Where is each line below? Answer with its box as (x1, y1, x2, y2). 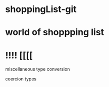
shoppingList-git (5, 4, 77, 15)
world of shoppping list (5, 27, 104, 38)
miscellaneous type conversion (5, 66, 70, 72)
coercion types (5, 76, 37, 82)
